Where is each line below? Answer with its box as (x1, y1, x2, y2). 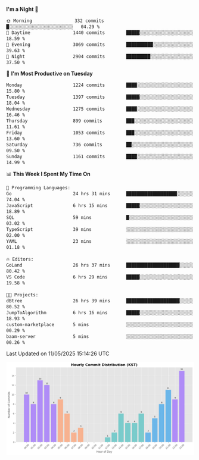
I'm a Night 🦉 (6, 6, 39, 12)
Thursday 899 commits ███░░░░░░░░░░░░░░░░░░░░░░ (6, 118, 194, 124)
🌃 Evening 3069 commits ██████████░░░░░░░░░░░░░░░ (6, 42, 194, 48)
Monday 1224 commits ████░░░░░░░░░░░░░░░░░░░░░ (6, 82, 194, 88)
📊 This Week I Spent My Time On (6, 170, 91, 177)
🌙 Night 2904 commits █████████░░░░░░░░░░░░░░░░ (6, 54, 194, 60)
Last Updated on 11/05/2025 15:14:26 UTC (6, 350, 110, 357)
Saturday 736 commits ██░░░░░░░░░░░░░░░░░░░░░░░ (6, 142, 194, 148)
